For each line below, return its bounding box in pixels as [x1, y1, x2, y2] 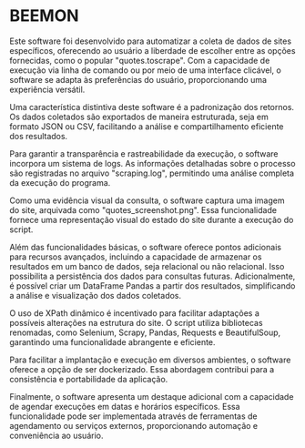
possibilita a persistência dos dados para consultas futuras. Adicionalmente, [9, 270, 296, 281]
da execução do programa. [9, 177, 111, 188]
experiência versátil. [9, 84, 86, 95]
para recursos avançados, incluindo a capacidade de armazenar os [9, 251, 262, 262]
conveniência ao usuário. [9, 430, 104, 441]
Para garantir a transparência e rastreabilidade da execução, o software [9, 148, 280, 159]
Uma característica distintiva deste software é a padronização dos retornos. [9, 101, 294, 112]
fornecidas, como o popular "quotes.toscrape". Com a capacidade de [9, 55, 270, 66]
